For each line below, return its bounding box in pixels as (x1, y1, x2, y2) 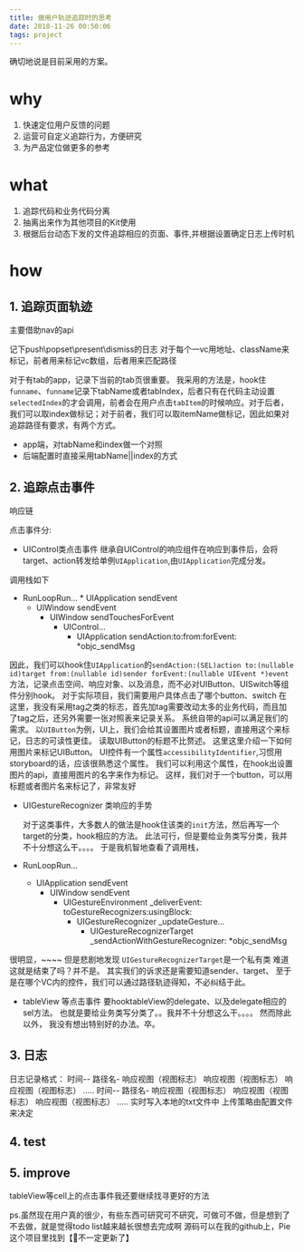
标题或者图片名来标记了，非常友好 (9, 781, 137, 791)
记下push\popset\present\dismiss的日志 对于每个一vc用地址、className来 (9, 344, 290, 354)
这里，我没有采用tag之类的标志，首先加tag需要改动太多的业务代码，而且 (9, 702, 280, 713)
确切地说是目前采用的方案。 (9, 56, 113, 67)
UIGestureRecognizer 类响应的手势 (22, 800, 153, 811)
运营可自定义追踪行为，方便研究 (22, 131, 142, 141)
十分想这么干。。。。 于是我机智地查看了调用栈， (30, 842, 204, 853)
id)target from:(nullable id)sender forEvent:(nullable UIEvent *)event (9, 670, 290, 679)
